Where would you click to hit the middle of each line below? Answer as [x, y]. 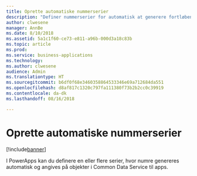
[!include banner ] [26, 149]
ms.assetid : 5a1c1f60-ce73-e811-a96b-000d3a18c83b [69, 39]
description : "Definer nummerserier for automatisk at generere [86, 17]
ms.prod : [17, 50]
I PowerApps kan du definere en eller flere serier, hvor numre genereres [93, 160]
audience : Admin [26, 72]
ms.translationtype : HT [35, 77]
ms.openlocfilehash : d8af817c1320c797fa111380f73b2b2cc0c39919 [85, 88]
